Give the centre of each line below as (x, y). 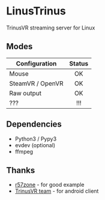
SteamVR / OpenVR (37, 83)
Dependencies (34, 124)
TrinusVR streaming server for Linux (51, 28)
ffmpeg (24, 151)
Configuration (36, 63)
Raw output (25, 93)
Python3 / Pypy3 (36, 139)
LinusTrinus (36, 11)
